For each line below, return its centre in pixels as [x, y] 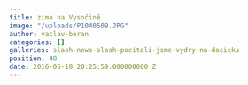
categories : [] [37, 42]
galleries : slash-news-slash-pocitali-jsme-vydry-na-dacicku [124, 50]
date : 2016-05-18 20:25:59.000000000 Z [83, 67]
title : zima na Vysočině [55, 17]
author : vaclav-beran [49, 34]
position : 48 [33, 58]
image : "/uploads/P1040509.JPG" [69, 26]
